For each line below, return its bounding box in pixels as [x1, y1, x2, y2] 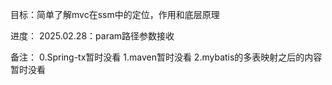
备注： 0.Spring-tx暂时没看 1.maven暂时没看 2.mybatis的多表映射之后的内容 [10, 51, 323, 63]
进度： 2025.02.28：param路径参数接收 [10, 30, 175, 42]
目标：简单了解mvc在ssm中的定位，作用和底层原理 [10, 9, 220, 20]
